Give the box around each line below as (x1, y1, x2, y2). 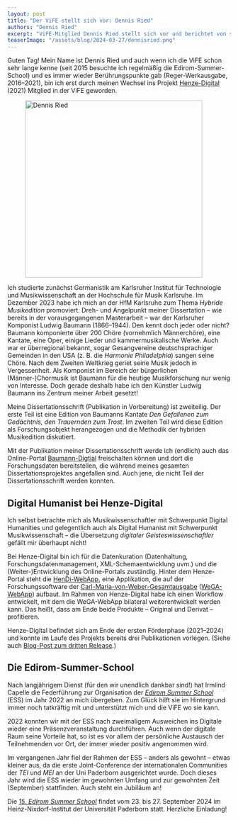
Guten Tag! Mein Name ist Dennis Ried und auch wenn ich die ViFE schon (7, 56, 222, 64)
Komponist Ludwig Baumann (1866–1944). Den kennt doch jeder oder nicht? (7, 321, 230, 330)
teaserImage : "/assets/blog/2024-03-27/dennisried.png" (7, 37, 176, 44)
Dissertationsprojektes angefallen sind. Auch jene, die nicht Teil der (7, 469, 204, 478)
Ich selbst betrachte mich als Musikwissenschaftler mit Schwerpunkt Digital (7, 515, 228, 524)
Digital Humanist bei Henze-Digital (7, 497, 163, 509)
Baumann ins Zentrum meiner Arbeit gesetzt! (7, 389, 138, 398)
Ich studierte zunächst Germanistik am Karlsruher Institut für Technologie (7, 283, 222, 292)
